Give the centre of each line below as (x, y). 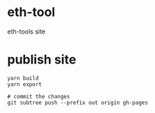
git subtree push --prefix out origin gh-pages (78, 103)
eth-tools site (26, 31)
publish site (42, 60)
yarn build (23, 78)
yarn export (24, 84)
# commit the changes (39, 96)
